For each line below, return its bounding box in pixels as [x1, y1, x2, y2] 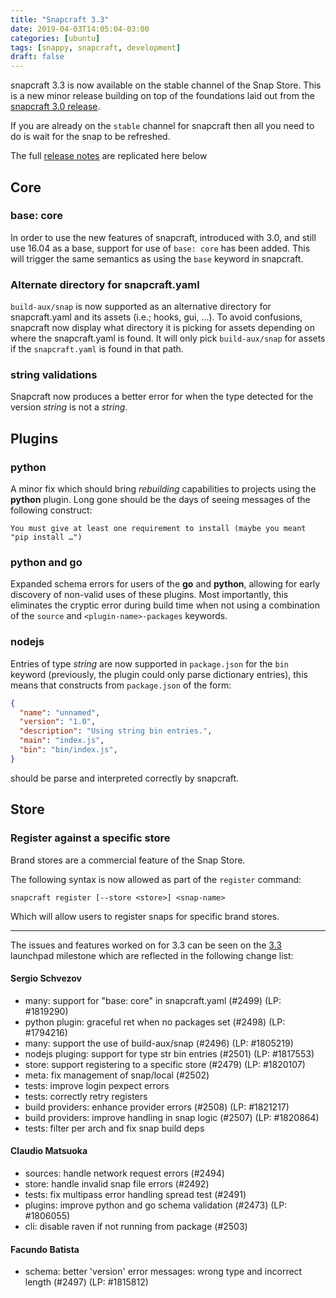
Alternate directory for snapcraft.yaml [10, 277, 200, 291]
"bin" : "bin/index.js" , [19, 745, 118, 755]
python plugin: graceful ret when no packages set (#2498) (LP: [24, 1016, 286, 1028]
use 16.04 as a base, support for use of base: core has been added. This [10, 242, 311, 254]
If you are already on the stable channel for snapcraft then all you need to [10, 120, 315, 132]
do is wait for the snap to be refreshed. [10, 131, 171, 143]
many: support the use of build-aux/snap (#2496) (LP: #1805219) [24, 1037, 294, 1049]
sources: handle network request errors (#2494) [24, 1167, 225, 1179]
